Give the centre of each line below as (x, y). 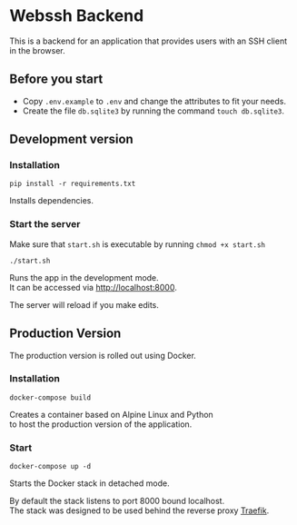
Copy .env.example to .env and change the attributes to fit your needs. (154, 101)
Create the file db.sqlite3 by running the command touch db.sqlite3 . (153, 111)
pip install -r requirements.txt (73, 184)
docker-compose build (50, 397)
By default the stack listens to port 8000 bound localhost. (117, 501)
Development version (71, 139)
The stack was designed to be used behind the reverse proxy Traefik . (139, 510)
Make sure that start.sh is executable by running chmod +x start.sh (138, 244)
